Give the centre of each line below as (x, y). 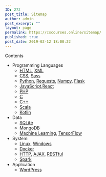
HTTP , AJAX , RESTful (41, 154)
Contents (14, 56)
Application (24, 164)
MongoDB (30, 128)
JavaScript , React (37, 86)
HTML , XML (32, 70)
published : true (21, 37)
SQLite (26, 122)
